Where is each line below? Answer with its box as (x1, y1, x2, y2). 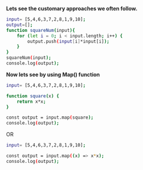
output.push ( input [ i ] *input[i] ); (27, 38, 110, 44)
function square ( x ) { (6, 93, 60, 99)
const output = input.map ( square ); (6, 115, 94, 120)
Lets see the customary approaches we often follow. (6, 5, 138, 12)
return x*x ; (17, 99, 46, 104)
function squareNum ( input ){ (6, 27, 76, 33)
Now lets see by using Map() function (6, 71, 100, 78)
